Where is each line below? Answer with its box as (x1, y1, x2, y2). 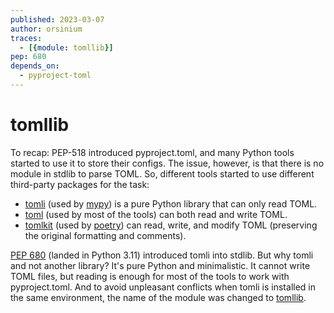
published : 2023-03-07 (10, 14, 105, 25)
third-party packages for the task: (10, 178, 150, 190)
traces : (10, 33, 43, 43)
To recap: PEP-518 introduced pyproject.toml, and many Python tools (10, 146, 295, 158)
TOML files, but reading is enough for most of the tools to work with (10, 270, 290, 282)
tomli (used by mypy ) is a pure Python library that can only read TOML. (24, 197, 318, 210)
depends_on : (10, 61, 60, 71)
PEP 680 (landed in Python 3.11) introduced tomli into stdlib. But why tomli (10, 249, 314, 261)
